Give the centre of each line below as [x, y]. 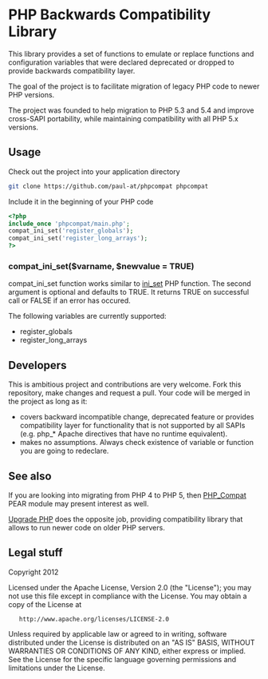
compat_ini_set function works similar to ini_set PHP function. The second [130, 284]
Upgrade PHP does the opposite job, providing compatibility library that [126, 519]
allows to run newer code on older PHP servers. [87, 527]
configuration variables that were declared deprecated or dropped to [121, 62]
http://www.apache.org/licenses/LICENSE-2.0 [94, 619]
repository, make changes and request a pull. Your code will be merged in [129, 393]
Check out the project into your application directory [95, 171]
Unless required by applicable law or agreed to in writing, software [118, 633]
